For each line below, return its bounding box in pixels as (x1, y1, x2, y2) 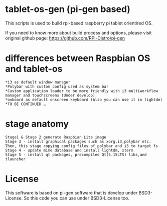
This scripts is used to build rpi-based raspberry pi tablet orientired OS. (5, 20, 153, 26)
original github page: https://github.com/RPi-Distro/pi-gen (5, 35, 125, 41)
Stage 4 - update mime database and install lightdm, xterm (5, 147, 134, 153)
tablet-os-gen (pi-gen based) (5, 3, 130, 15)
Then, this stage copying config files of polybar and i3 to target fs (5, 143, 158, 148)
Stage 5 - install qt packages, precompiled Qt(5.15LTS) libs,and (5, 152, 147, 157)
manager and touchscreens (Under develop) (5, 92, 95, 98)
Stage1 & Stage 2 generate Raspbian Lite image (5, 134, 107, 139)
